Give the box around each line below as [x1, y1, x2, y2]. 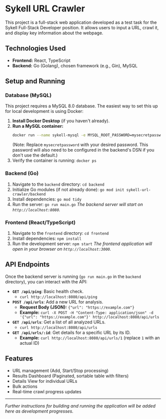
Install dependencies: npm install [12, 235, 82, 241]
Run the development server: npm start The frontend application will [12, 241, 152, 247]
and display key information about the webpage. [5, 30, 104, 36]
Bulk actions [12, 383, 38, 389]
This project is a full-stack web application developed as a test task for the [5, 19, 157, 25]
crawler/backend [12, 192, 46, 197]
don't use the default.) [12, 152, 58, 158]
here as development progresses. [5, 408, 74, 414]
